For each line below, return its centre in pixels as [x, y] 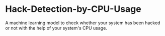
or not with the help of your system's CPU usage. [56, 28]
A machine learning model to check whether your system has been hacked [83, 23]
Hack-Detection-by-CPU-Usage [73, 9]
